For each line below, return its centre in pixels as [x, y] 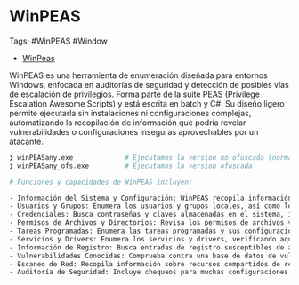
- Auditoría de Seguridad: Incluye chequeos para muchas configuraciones [149, 273]
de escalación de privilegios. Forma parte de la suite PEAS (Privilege [135, 94]
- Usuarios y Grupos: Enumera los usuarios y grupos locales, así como [145, 206]
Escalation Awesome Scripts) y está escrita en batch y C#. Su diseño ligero [147, 103]
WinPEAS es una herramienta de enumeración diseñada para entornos [139, 75]
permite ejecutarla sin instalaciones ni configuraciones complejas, [130, 113]
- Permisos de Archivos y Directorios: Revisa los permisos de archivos [147, 223]
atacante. [27, 141]
